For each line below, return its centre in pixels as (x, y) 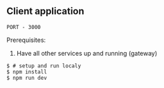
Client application (45, 11)
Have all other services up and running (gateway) (87, 53)
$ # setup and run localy (44, 66)
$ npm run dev (27, 78)
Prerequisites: (26, 40)
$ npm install (27, 71)
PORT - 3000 (24, 27)
